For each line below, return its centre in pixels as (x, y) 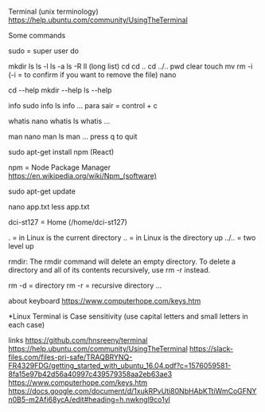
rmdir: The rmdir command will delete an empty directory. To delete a (122, 261)
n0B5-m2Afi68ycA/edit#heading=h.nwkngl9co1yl (90, 399)
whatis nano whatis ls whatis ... (59, 121)
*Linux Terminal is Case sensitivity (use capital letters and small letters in (128, 316)
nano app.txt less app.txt (49, 207)
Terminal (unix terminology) (54, 12)
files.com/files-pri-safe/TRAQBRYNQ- (70, 357)
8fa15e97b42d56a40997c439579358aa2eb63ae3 (90, 374)
